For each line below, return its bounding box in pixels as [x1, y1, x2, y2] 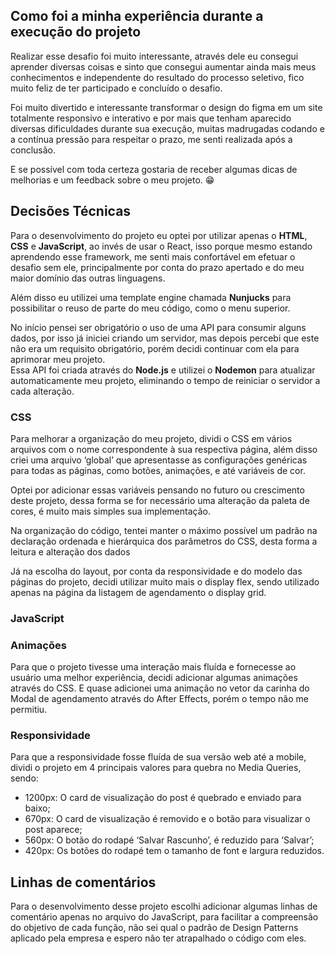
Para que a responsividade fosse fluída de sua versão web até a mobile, [10, 751, 307, 763]
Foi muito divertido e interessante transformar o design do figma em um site [10, 101, 323, 113]
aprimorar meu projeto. [10, 353, 106, 365]
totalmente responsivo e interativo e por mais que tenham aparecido [10, 112, 292, 124]
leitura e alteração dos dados [10, 545, 131, 558]
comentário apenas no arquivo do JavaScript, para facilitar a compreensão [10, 911, 319, 923]
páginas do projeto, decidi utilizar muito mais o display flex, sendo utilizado [10, 575, 320, 588]
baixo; [24, 802, 51, 814]
